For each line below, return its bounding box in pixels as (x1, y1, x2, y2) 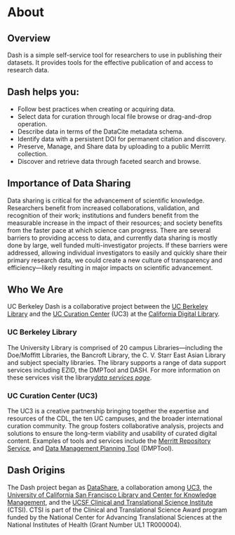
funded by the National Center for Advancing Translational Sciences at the (7, 513, 222, 521)
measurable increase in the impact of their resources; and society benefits (7, 219, 223, 227)
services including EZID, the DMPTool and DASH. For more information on (7, 366, 221, 374)
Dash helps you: (7, 86, 79, 98)
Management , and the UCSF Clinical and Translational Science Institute (7, 498, 213, 506)
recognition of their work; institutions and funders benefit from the (7, 211, 199, 219)
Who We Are (7, 284, 64, 296)
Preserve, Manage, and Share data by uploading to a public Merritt (17, 142, 210, 150)
